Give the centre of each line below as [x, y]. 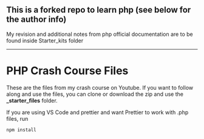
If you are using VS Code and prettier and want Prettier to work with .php [97, 112]
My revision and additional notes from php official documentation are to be [100, 34]
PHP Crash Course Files [67, 71]
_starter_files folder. [32, 100]
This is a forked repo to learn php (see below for [99, 10]
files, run [17, 118]
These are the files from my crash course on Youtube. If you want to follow [100, 87]
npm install [21, 130]
